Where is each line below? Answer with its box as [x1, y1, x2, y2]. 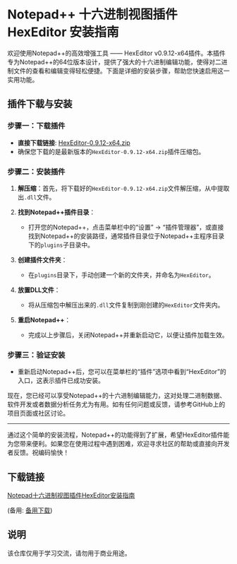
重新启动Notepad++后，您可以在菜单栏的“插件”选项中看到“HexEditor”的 [17, 368, 227, 376]
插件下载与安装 [7, 98, 73, 110]
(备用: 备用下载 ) [7, 506, 53, 515]
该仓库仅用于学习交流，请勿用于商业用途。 [7, 548, 131, 557]
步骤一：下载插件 [7, 121, 66, 131]
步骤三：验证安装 [7, 350, 66, 360]
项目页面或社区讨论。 [7, 409, 69, 418]
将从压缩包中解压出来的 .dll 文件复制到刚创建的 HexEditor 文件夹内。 [28, 300, 224, 309]
